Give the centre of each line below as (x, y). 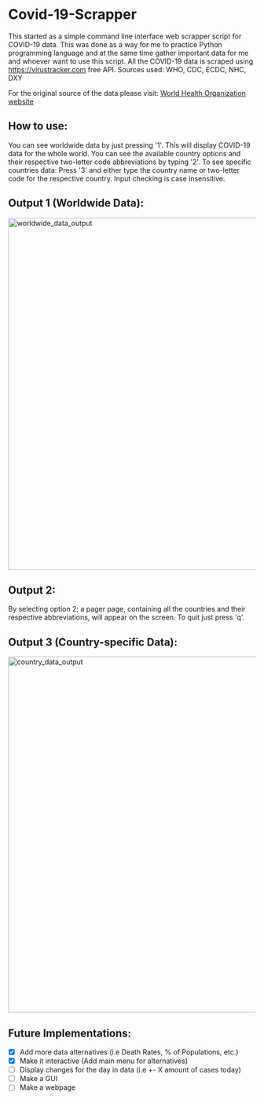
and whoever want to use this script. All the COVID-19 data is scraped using (131, 61)
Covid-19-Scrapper (73, 15)
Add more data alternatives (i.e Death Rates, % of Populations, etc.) (129, 1052)
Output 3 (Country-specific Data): (93, 642)
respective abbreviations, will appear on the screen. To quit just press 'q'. (126, 617)
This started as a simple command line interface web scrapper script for (125, 36)
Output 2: (32, 590)
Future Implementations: (70, 1033)
